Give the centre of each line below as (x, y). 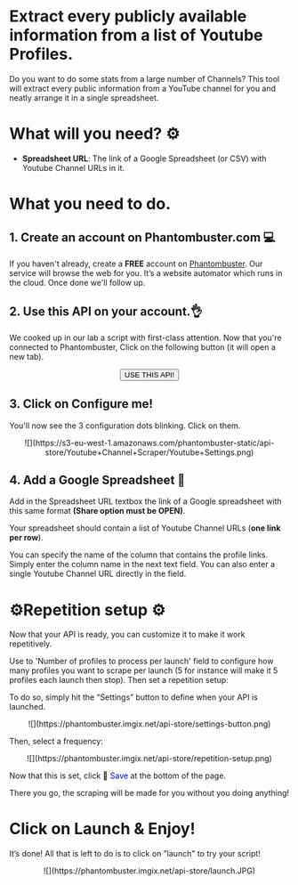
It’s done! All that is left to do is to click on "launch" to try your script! (135, 854)
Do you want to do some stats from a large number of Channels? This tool (145, 78)
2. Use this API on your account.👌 (106, 312)
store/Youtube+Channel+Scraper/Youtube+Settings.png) (149, 452)
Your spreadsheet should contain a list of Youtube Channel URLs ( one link (145, 528)
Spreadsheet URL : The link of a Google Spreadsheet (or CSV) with (144, 158)
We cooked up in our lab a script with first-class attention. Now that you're (145, 337)
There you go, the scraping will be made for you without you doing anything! (149, 793)
